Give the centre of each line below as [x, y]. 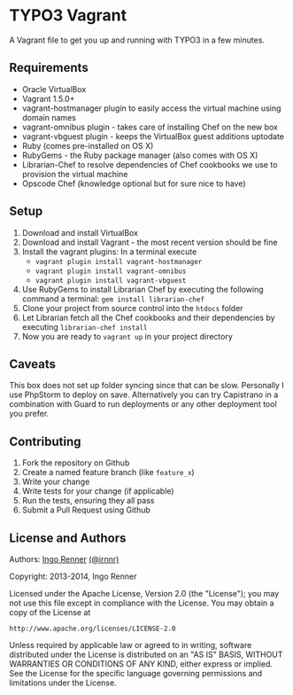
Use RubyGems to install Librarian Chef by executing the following [143, 289]
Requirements [49, 68]
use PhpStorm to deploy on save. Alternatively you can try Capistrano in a [144, 394]
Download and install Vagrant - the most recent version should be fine [150, 242]
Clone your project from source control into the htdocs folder [132, 308]
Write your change [56, 482]
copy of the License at [50, 612]
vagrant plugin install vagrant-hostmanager [119, 262]
